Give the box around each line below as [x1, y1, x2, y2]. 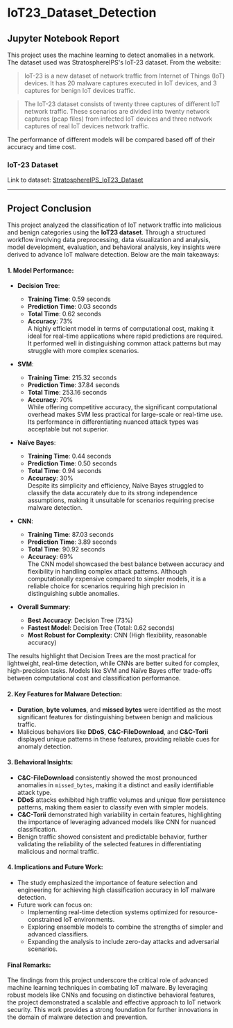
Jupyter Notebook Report [7, 33, 120, 44]
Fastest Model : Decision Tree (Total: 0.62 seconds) [27, 624, 175, 632]
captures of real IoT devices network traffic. [24, 122, 150, 130]
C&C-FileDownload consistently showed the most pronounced [17, 773, 198, 782]
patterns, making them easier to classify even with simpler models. [17, 803, 209, 811]
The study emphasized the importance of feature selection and [17, 878, 198, 886]
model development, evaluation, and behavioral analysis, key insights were [7, 243, 221, 251]
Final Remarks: [7, 961, 51, 969]
